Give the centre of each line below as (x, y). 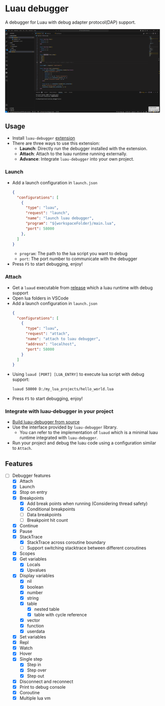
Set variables (33, 637)
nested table (47, 609)
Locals (34, 565)
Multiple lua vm (35, 698)
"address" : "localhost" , (51, 344)
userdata (36, 632)
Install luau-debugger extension (43, 138)
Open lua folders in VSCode (40, 298)
